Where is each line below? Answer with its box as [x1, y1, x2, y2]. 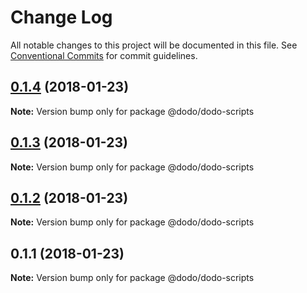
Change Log [10, 6, 113, 29]
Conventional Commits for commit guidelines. [10, 49, 198, 61]
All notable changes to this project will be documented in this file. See [10, 39, 298, 51]
